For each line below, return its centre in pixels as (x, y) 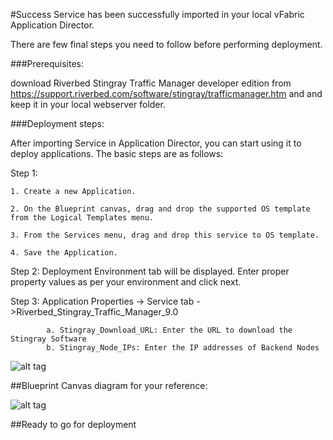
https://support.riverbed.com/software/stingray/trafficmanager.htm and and (166, 93)
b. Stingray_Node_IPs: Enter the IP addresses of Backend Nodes (183, 348)
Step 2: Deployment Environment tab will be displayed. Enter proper (150, 271)
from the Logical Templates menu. (82, 218)
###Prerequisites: (47, 63)
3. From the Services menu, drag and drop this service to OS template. (165, 235)
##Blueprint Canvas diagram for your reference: (109, 385)
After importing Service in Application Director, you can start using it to (156, 143)
